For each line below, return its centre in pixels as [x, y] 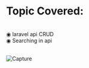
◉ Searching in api [29, 40]
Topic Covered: [45, 11]
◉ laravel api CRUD [30, 34]
